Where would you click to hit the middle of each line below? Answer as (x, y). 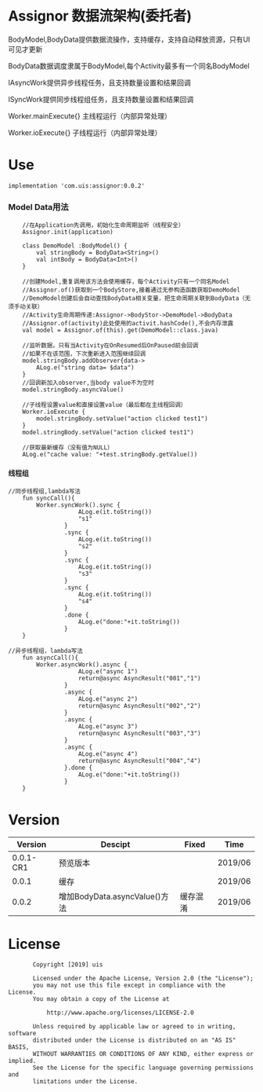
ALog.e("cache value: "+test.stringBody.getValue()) (110, 455)
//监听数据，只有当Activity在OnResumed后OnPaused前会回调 (110, 346)
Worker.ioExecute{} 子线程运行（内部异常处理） (85, 132)
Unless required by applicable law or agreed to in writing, (134, 1027)
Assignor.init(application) (68, 233)
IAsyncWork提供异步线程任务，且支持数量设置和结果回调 (99, 82)
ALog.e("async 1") (108, 672)
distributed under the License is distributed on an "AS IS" (134, 1041)
